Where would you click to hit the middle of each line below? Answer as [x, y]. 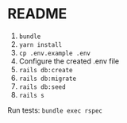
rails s [31, 95]
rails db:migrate [48, 79]
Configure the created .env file [69, 61]
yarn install [40, 44]
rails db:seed [42, 87]
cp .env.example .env [54, 53]
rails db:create [46, 70]
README [37, 14]
